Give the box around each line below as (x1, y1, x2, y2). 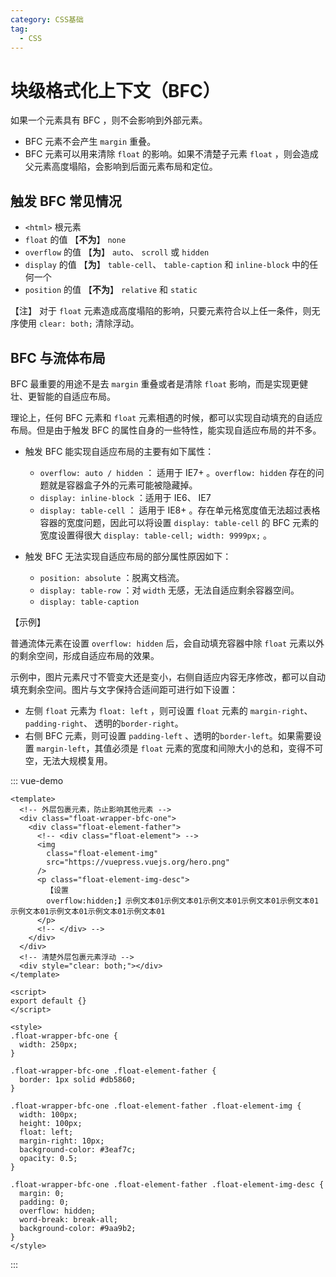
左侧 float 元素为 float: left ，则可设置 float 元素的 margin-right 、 (24, 704, 313, 716)
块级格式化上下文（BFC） (10, 79, 221, 102)
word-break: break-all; (19, 1214, 118, 1225)
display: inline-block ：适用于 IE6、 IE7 (39, 491, 212, 503)
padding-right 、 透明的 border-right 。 (24, 717, 184, 729)
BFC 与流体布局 (10, 349, 106, 366)
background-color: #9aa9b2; (19, 1223, 137, 1233)
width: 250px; (19, 1039, 78, 1050)
